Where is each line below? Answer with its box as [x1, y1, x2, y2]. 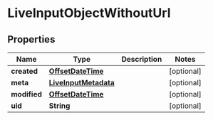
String [48, 101, 71, 111]
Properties [7, 33, 56, 45]
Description [121, 55, 162, 64]
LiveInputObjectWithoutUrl [7, 5, 171, 21]
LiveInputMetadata [48, 78, 115, 87]
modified [11, 89, 43, 99]
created [11, 66, 38, 76]
